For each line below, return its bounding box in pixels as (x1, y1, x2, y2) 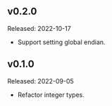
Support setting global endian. (17, 38, 106, 46)
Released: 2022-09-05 (7, 77, 74, 85)
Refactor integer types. (17, 91, 85, 99)
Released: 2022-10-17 (7, 24, 72, 32)
